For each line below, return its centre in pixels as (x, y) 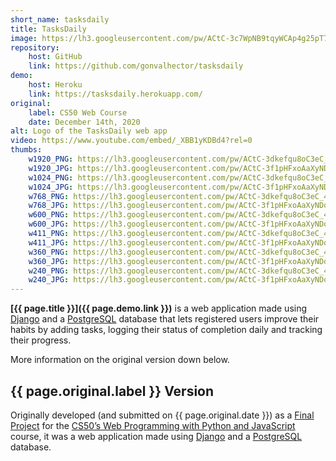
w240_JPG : (49, 280)
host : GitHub (55, 57)
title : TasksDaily (48, 29)
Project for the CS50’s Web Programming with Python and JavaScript (153, 425)
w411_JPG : (49, 242)
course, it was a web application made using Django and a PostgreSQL (156, 436)
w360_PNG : (49, 252)
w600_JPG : (49, 224)
